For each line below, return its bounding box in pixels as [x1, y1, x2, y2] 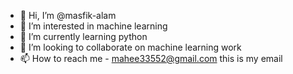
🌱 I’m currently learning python [19, 31, 148, 42]
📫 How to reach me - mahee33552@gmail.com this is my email [19, 53, 283, 64]
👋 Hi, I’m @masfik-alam [19, 10, 117, 21]
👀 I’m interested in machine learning [19, 20, 168, 32]
